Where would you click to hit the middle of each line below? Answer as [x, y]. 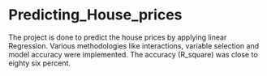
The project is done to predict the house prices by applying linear [118, 37]
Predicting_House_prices [95, 15]
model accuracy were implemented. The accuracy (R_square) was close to [133, 54]
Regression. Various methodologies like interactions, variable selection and [134, 45]
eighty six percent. [40, 63]
